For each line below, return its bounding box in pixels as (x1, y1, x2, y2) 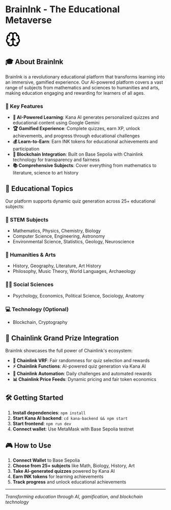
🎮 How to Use (5, 441, 51, 450)
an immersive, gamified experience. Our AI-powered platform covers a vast (5, 79, 163, 85)
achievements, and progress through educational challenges (12, 133, 140, 139)
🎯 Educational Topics (5, 185, 74, 193)
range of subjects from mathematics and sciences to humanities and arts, (5, 84, 160, 90)
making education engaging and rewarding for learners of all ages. (5, 90, 145, 96)
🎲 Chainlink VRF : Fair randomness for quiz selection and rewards (12, 357, 150, 363)
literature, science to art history (12, 170, 79, 176)
